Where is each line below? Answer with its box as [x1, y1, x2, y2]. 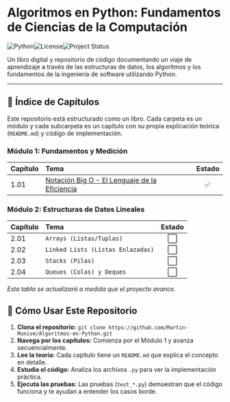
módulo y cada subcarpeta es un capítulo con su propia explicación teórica [7, 121, 220, 130]
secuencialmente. [16, 344, 68, 352]
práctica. [16, 373, 42, 381]
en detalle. [16, 358, 47, 366]
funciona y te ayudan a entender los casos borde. [16, 388, 157, 396]
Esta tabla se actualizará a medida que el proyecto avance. [7, 285, 176, 293]
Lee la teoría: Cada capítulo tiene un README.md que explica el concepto [16, 351, 218, 359]
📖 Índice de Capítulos [7, 96, 99, 108]
